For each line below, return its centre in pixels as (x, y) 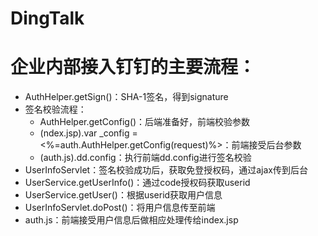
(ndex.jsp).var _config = (88, 133)
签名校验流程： (55, 109)
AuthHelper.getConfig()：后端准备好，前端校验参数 (145, 122)
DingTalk (47, 18)
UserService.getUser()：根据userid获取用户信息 (123, 195)
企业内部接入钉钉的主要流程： (133, 67)
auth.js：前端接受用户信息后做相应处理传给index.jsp (131, 220)
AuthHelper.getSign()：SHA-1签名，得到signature (126, 97)
